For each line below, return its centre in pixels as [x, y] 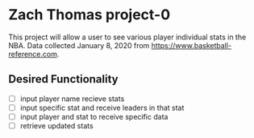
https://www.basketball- [192, 45]
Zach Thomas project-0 [90, 15]
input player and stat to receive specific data [94, 116]
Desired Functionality [63, 79]
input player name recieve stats [72, 99]
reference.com [33, 54]
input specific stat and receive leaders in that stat [102, 108]
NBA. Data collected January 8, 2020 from [79, 45]
